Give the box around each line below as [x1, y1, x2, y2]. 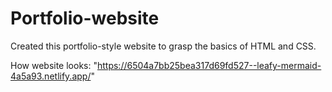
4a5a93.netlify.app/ [10, 70, 92, 82]
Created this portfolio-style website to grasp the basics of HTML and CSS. [10, 40, 317, 52]
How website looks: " [10, 59, 98, 71]
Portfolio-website [10, 7, 160, 30]
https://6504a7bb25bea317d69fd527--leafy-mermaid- [96, 59, 322, 71]
